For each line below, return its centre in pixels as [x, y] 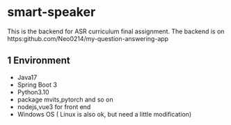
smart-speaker [51, 12]
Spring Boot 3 [37, 85]
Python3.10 [33, 92]
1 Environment [39, 61]
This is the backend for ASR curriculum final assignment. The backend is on [116, 31]
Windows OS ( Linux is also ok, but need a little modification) [104, 114]
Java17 [27, 77]
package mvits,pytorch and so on [65, 99]
